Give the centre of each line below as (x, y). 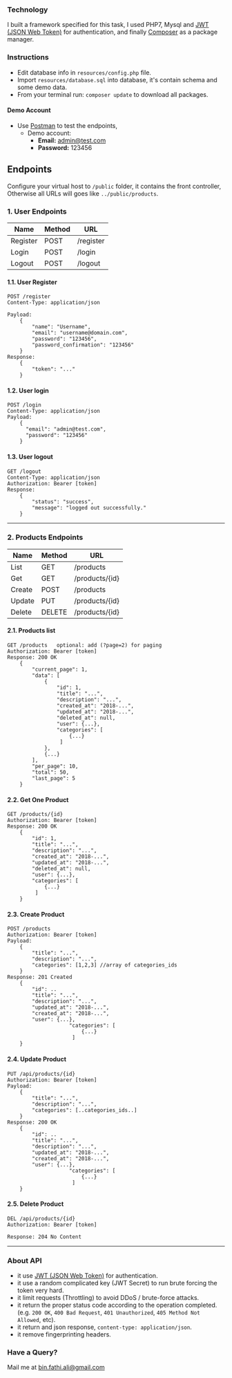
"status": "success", (63, 502)
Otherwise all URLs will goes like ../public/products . (83, 193)
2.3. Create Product (36, 914)
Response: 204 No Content (44, 1237)
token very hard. (40, 1290)
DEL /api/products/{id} (41, 1218)
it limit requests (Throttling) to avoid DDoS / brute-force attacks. (108, 1298)
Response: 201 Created (40, 977)
